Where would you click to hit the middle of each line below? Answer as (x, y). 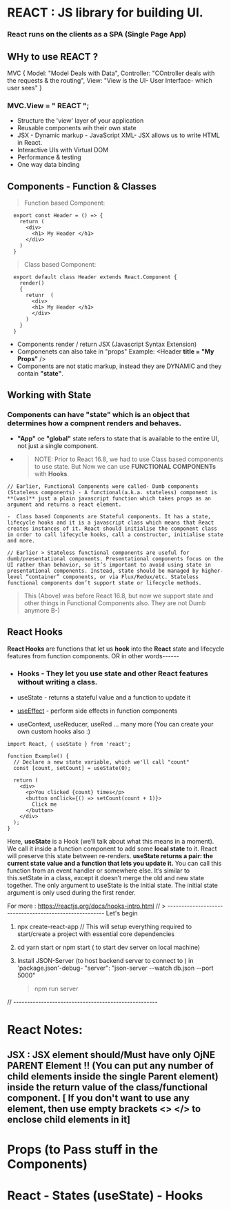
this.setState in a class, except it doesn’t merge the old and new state (106, 877)
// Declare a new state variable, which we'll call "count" (101, 762)
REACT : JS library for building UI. (105, 13)
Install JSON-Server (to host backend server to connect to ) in (105, 960)
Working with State (49, 395)
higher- (213, 571)
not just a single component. (58, 445)
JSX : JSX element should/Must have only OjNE (111, 1055)
